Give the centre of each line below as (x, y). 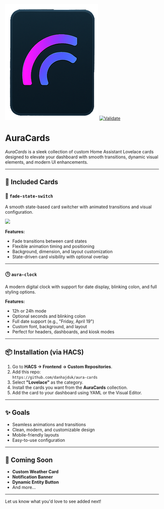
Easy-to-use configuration (39, 440)
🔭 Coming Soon (29, 460)
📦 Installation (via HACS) (44, 352)
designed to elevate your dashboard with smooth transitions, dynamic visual (82, 157)
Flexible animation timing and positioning (53, 246)
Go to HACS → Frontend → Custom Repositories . (62, 366)
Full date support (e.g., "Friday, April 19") (53, 321)
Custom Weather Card (35, 472)
